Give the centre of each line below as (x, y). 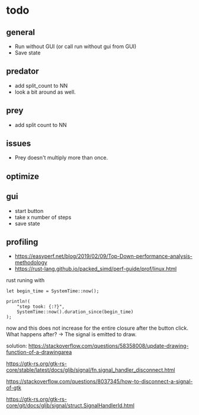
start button (29, 210)
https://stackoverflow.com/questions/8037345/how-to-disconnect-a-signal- (99, 382)
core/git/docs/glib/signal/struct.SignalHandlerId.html (70, 406)
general (21, 32)
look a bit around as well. (45, 92)
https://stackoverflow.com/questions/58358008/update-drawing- (109, 346)
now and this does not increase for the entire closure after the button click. (97, 328)
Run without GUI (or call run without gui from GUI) (76, 46)
